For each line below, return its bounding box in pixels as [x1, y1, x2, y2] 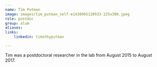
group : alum [5, 21, 29, 26]
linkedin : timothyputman [14, 35, 64, 40]
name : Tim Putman [5, 7, 40, 12]
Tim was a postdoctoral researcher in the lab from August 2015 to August [5, 52, 153, 58]
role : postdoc [5, 16, 34, 21]
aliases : [5, 25, 23, 30]
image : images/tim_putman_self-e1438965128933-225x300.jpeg [5, 12, 130, 17]
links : [5, 30, 19, 35]
